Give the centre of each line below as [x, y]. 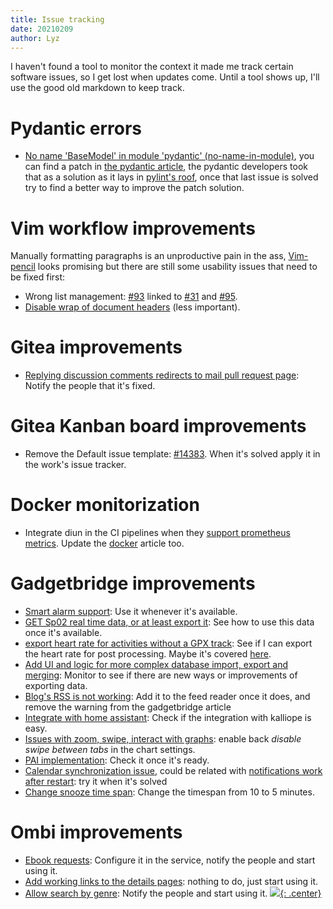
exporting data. [56, 685]
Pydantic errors [76, 128]
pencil [23, 267]
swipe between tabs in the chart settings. [110, 749]
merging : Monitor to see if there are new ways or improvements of [161, 675]
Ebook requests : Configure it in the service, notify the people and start [170, 860]
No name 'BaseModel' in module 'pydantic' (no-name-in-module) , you [169, 156]
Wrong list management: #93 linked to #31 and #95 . [131, 297]
